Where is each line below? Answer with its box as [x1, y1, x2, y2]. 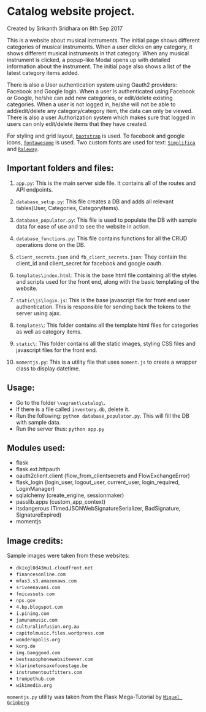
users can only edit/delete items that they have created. [7, 120, 148, 127]
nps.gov [15, 598, 36, 604]
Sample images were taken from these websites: [7, 552, 130, 560]
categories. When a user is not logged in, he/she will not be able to [7, 100, 176, 108]
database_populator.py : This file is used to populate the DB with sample [15, 216, 197, 224]
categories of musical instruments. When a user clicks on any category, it [7, 43, 193, 50]
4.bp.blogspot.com [15, 604, 63, 611]
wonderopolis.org [15, 637, 61, 643]
